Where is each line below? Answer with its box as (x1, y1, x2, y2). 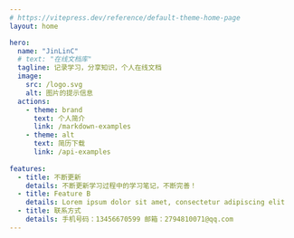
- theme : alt (25, 130, 75, 140)
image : (17, 71, 43, 81)
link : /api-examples (33, 148, 111, 157)
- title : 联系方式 (17, 206, 81, 215)
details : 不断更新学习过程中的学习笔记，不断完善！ (25, 181, 197, 190)
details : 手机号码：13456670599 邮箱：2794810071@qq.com (25, 214, 233, 224)
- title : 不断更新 (17, 173, 81, 182)
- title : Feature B (17, 189, 91, 199)
